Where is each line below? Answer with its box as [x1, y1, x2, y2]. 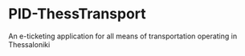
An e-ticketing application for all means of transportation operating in [8, 31, 238, 41]
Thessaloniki [8, 39, 51, 49]
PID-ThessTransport [8, 5, 146, 23]
